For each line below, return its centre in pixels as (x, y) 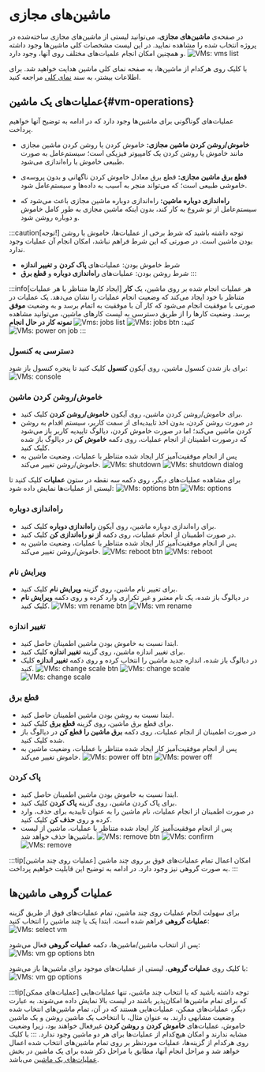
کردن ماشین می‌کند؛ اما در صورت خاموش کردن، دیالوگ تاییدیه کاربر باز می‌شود (136, 431)
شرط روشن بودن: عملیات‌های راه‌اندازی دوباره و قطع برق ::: (108, 273)
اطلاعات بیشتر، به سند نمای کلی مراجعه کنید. (75, 77)
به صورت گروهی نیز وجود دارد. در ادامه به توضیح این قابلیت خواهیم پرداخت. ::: (124, 868)
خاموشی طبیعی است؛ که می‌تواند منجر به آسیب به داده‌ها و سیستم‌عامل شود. (134, 185)
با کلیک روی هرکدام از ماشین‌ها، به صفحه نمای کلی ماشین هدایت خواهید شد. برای (128, 68)
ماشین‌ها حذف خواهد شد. (58, 836)
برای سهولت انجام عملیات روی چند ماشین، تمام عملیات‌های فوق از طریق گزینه (124, 912)
